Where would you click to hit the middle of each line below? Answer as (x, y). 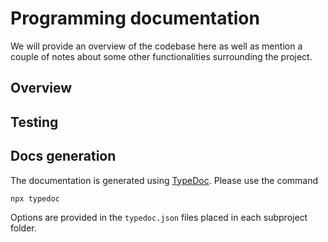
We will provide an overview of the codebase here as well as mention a (156, 46)
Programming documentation (135, 18)
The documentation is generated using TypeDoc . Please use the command (164, 180)
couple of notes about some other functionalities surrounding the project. (161, 56)
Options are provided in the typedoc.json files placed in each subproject (159, 217)
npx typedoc (35, 198)
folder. (23, 228)
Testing (34, 122)
